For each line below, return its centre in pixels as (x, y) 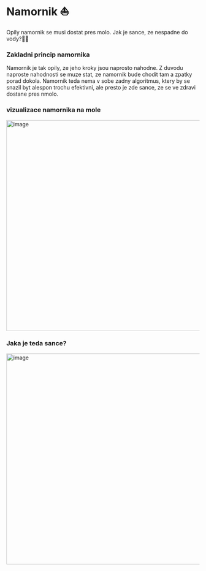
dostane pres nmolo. (32, 94)
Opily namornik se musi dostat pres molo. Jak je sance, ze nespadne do (97, 32)
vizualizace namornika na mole (54, 110)
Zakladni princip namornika (48, 55)
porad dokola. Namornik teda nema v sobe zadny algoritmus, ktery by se (98, 81)
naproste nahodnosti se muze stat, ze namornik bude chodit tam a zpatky (99, 75)
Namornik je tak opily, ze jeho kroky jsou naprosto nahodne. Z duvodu (95, 68)
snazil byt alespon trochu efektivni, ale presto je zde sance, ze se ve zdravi (101, 88)
